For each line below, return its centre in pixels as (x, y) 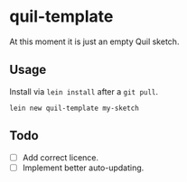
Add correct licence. (61, 157)
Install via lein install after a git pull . (84, 91)
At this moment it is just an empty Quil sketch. (94, 41)
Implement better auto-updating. (83, 168)
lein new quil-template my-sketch (75, 108)
